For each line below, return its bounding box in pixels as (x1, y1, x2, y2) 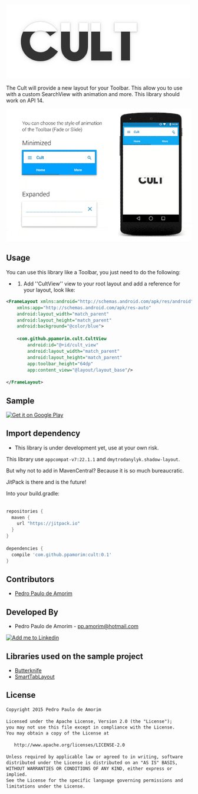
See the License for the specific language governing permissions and (6, 777, 183, 783)
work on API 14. (6, 97, 44, 104)
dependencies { (6, 545, 44, 552)
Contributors (6, 574, 55, 584)
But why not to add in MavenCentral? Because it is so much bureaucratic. (6, 467, 184, 474)
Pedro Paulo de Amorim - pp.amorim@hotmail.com (14, 623, 139, 630)
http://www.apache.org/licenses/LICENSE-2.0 (14, 742, 126, 748)
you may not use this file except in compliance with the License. (6, 724, 176, 730)
